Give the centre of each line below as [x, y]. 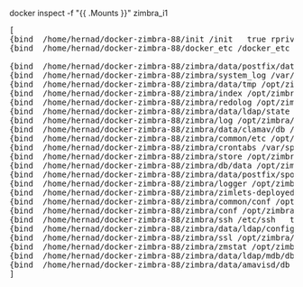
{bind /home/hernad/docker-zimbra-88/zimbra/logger [129, 184]
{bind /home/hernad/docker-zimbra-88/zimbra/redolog [131, 102]
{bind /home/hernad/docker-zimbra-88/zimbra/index [126, 93]
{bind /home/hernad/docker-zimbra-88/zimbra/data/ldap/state [150, 111]
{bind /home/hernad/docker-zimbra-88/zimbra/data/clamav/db [147, 130]
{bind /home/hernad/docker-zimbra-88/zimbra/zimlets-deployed [152, 193]
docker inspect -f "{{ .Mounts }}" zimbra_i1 [89, 13]
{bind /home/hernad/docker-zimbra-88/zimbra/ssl [121, 238]
